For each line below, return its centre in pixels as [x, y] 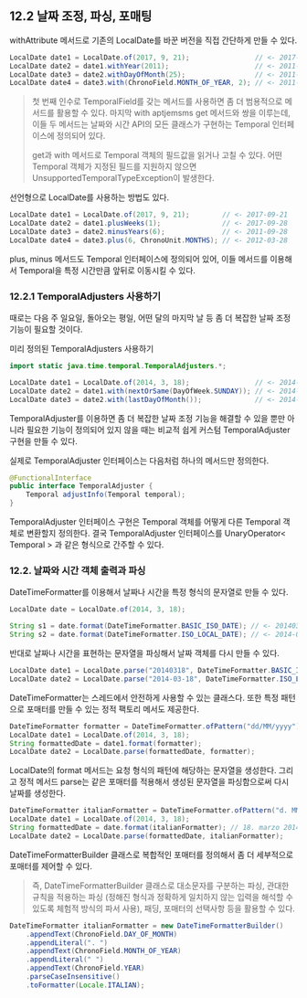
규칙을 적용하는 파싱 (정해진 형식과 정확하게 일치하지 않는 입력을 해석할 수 [163, 897]
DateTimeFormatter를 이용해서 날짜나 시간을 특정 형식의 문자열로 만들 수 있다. [149, 592]
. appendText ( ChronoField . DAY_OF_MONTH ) [102, 934]
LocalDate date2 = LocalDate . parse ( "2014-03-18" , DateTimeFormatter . [145, 679]
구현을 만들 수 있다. [43, 441]
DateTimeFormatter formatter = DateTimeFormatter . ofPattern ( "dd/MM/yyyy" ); [157, 726]
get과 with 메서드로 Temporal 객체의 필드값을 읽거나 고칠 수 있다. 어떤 [157, 155]
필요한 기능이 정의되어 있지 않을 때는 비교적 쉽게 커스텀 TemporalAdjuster [158, 430]
